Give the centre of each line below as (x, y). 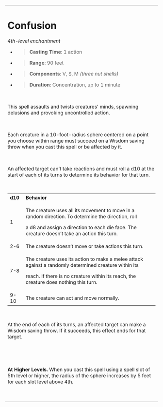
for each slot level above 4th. (41, 382)
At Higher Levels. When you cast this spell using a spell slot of (79, 370)
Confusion (32, 25)
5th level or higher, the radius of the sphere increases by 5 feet (79, 376)
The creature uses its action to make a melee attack (85, 259)
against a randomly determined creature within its (82, 265)
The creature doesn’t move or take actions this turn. (85, 246)
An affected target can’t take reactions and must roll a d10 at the (81, 169)
